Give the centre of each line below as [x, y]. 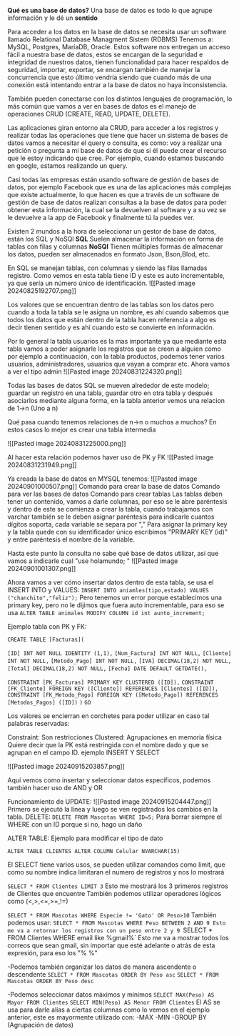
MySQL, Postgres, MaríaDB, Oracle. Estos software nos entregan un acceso [119, 47]
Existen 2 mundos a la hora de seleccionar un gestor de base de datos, [112, 231]
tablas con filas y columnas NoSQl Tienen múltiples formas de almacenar [115, 246]
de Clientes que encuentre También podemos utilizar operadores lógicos [115, 893]
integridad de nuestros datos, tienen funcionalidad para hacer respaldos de [118, 62]
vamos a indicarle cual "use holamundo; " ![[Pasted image [93, 561]
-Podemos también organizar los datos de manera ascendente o [102, 967]
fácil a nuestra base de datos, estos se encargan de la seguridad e [105, 54]
